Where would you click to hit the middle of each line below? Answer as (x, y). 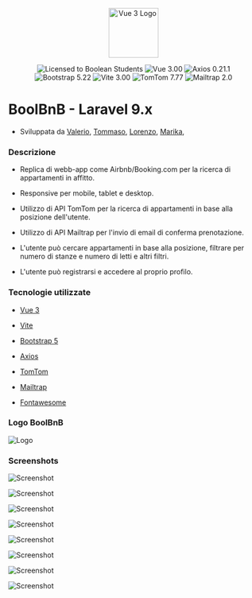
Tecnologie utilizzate (50, 293)
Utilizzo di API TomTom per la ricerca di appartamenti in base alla (126, 209)
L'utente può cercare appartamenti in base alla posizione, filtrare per (132, 248)
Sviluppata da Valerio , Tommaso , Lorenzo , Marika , (102, 131)
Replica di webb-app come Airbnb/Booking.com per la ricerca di (125, 169)
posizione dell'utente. (55, 217)
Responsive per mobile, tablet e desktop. (87, 193)
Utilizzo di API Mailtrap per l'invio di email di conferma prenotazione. (132, 233)
